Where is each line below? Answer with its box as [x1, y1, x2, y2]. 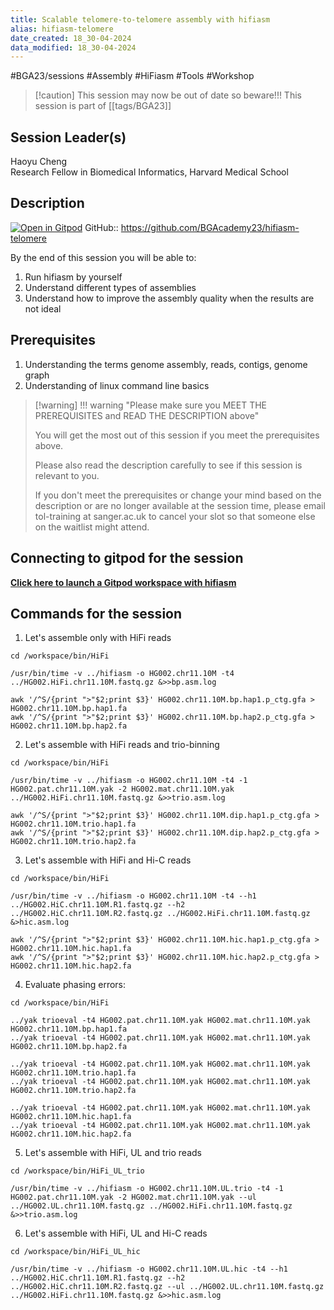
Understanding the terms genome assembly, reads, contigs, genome [24, 358, 308, 370]
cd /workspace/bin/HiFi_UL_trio [10, 1166, 145, 1176]
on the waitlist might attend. [34, 521, 150, 533]
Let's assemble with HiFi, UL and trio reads [24, 1147, 202, 1159]
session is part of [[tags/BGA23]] [34, 100, 172, 112]
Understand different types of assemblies [24, 281, 197, 293]
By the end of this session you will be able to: [10, 251, 197, 263]
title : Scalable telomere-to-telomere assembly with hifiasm [10, 14, 271, 25]
